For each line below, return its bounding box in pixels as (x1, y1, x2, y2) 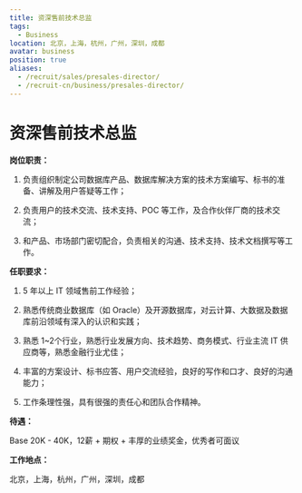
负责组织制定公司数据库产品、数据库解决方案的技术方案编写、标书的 (22, 173, 278, 184)
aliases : (9, 64, 43, 74)
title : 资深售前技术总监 (9, 13, 93, 23)
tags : (9, 22, 30, 31)
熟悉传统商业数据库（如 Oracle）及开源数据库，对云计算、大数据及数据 (22, 304, 288, 315)
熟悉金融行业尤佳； (54, 346, 127, 357)
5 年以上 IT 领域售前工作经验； (22, 285, 138, 296)
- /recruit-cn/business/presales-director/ (17, 81, 184, 90)
